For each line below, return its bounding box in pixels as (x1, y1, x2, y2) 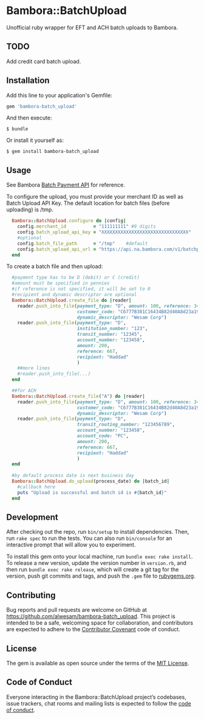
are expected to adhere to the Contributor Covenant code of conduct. (6, 626, 180, 633)
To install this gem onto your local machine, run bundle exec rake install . (6, 553, 193, 561)
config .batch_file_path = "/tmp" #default (17, 240, 148, 247)
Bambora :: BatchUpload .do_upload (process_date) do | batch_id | (12, 478, 170, 484)
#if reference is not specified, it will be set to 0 (12, 286, 151, 292)
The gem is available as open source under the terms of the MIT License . (6, 659, 189, 667)
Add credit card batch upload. (6, 57, 81, 65)
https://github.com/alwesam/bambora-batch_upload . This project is (6, 613, 176, 620)
